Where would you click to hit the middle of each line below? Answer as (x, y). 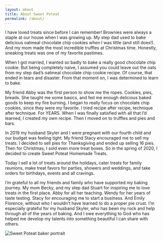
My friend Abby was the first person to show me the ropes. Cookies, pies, (79, 92)
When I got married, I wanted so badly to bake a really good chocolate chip (80, 62)
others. (12, 224)
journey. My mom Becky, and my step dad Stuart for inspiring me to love (77, 188)
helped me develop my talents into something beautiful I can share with (77, 219)
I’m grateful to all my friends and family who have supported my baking (76, 183)
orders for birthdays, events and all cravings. (50, 173)
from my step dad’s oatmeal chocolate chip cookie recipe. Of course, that (79, 73)
